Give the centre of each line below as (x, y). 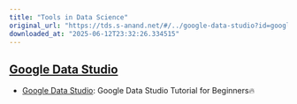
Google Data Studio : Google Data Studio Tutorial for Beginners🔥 (138, 91)
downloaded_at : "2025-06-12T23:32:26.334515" (94, 33)
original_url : (35, 26)
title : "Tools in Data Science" (69, 17)
